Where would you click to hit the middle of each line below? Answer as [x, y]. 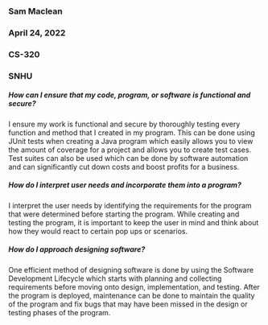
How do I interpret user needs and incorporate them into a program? [125, 185]
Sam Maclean [35, 11]
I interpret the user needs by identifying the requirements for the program [130, 205]
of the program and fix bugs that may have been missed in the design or [128, 304]
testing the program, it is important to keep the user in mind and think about [134, 222]
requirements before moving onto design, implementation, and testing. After [134, 286]
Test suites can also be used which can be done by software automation [128, 158]
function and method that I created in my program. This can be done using [132, 132]
